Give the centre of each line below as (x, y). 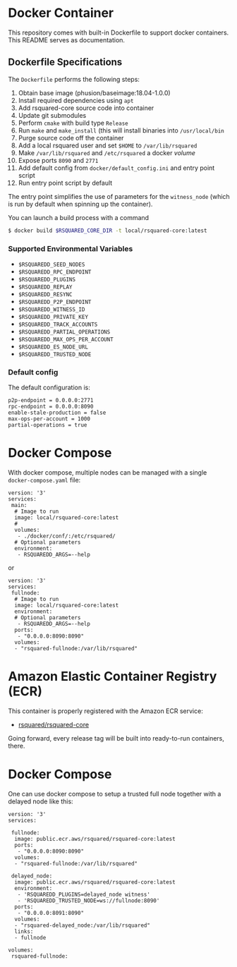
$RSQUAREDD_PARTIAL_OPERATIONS (64, 332)
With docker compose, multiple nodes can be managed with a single (108, 473)
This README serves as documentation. (67, 39)
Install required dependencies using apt (76, 100)
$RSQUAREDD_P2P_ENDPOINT (55, 302)
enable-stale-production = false (57, 413)
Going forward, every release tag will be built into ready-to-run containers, (116, 738)
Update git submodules (52, 115)
